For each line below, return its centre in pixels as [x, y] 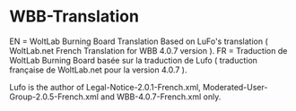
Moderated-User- [235, 87]
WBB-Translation [74, 17]
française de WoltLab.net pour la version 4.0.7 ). [98, 70]
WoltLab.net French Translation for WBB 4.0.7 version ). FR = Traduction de [148, 50]
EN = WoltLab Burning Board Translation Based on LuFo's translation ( [139, 41]
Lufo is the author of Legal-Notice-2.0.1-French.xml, [105, 87]
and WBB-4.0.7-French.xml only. [161, 97]
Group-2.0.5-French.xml [54, 97]
